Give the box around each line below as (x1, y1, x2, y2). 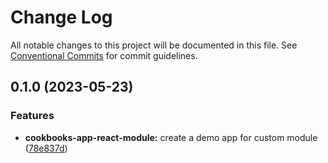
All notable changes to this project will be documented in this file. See (10, 39, 298, 51)
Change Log (10, 6, 113, 29)
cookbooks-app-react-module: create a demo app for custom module (24, 131, 318, 143)
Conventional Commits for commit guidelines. (10, 49, 198, 61)
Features (10, 109, 55, 123)
